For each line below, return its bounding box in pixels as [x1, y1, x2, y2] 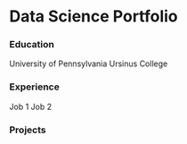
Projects [9, 123, 46, 136]
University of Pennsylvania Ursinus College [9, 58, 168, 69]
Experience [9, 80, 60, 93]
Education [9, 38, 55, 51]
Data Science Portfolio [9, 6, 178, 27]
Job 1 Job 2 [9, 101, 52, 112]
